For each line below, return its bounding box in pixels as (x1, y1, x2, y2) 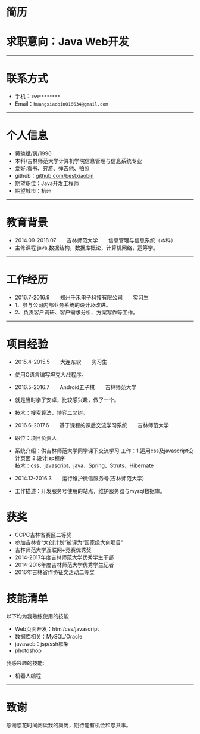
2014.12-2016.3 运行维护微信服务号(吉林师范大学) (14, 474, 145, 482)
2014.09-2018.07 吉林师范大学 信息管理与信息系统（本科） (14, 236, 177, 243)
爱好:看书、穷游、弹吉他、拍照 (14, 165, 90, 172)
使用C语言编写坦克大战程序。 (14, 371, 87, 378)
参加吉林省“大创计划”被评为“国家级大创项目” (14, 538, 124, 546)
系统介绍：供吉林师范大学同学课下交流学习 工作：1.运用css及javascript (14, 447, 189, 454)
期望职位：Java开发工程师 (14, 180, 79, 187)
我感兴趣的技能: (6, 659, 45, 666)
